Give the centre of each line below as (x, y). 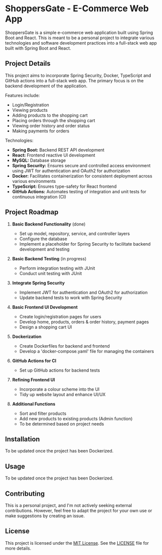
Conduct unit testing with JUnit (51, 273)
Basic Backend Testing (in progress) (49, 258)
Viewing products (30, 110)
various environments (34, 181)
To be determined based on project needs (61, 424)
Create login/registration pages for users (60, 316)
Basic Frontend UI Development (45, 307)
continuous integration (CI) (39, 197)
